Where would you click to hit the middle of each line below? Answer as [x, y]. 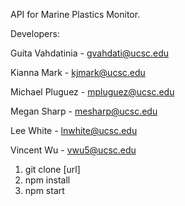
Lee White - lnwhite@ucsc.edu [74, 130]
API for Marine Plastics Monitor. [75, 14]
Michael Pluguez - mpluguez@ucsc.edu [92, 92]
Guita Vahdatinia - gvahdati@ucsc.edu [90, 53]
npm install [47, 180]
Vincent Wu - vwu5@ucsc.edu [73, 150]
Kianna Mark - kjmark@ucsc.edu [78, 72]
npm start [44, 190]
